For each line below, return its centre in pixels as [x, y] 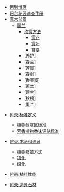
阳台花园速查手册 [26, 13]
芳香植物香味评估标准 [38, 131]
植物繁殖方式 [29, 152]
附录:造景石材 [23, 184]
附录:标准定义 [23, 115]
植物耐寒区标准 [32, 125]
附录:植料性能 [23, 174]
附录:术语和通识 [25, 141]
